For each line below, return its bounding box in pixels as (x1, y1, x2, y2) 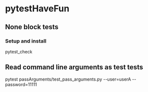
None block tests (5, 23, 58, 31)
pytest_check (5, 48, 33, 54)
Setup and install (5, 38, 47, 45)
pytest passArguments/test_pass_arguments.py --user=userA (5, 76, 131, 82)
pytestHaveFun (5, 3, 70, 14)
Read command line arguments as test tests (5, 63, 144, 72)
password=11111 (5, 81, 37, 87)
